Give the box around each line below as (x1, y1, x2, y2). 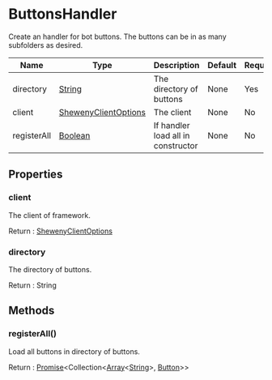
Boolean (58, 130, 91, 141)
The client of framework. (8, 210, 91, 220)
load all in (153, 130, 190, 141)
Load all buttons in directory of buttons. (8, 346, 140, 357)
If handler (153, 119, 190, 130)
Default (207, 59, 237, 70)
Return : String (8, 280, 57, 290)
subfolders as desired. (8, 40, 83, 49)
